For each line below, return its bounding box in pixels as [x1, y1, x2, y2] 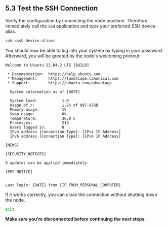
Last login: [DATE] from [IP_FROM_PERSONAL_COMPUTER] [5, 182, 121, 187]
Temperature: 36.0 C [10, 116, 76, 121]
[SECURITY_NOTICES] [5, 151, 47, 156]
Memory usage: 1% [10, 107, 67, 112]
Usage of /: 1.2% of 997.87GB [10, 103, 99, 108]
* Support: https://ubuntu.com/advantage [7, 80, 112, 85]
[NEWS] [5, 142, 19, 148]
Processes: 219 [10, 120, 69, 125]
